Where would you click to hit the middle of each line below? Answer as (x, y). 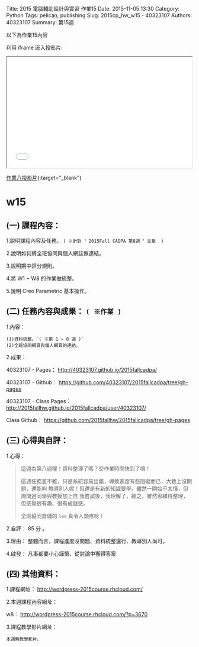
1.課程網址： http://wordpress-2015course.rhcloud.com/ (75, 589)
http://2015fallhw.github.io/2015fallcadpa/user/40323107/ (76, 408)
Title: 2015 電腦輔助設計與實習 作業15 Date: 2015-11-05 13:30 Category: (93, 9)
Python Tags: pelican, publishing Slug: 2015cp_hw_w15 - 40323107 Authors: (99, 15)
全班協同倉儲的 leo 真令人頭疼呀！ (62, 516)
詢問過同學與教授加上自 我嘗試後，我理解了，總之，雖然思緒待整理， (104, 495)
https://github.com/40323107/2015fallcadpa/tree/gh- (123, 382)
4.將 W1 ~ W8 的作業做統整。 (42, 278)
